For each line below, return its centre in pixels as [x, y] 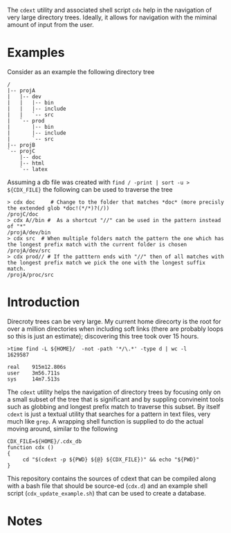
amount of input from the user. [51, 25]
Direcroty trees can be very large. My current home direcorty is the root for [114, 321]
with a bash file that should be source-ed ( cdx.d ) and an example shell [108, 486]
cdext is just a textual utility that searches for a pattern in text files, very [109, 414]
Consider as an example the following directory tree [81, 71]
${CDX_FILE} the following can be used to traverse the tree [90, 189]
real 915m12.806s [37, 367]
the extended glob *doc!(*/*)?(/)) [58, 208]
